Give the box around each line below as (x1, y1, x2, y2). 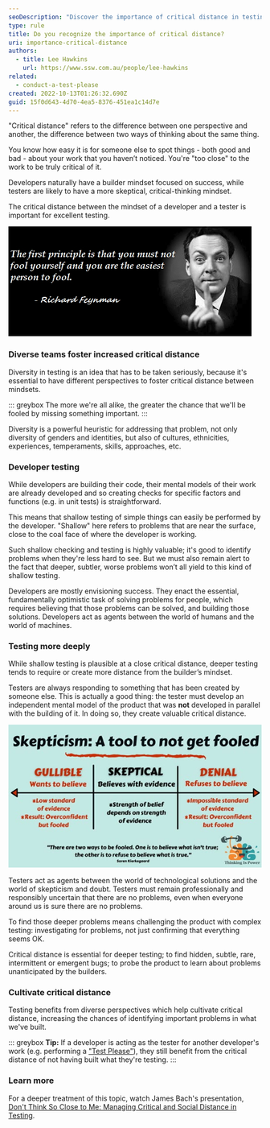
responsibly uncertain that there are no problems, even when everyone (8, 893, 243, 903)
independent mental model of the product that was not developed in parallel (8, 700, 261, 710)
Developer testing (8, 461, 80, 473)
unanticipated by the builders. (8, 967, 107, 977)
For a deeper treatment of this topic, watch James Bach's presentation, (8, 1093, 244, 1103)
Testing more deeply (8, 640, 91, 651)
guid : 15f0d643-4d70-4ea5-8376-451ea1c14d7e (8, 97, 160, 106)
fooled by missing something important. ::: (8, 408, 149, 418)
